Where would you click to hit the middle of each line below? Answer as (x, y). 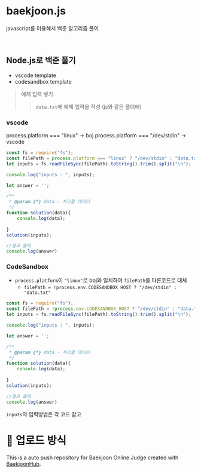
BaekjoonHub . (24, 463)
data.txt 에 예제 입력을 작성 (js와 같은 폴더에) (89, 106)
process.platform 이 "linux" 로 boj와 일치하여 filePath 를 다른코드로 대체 (101, 280)
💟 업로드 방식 (36, 440)
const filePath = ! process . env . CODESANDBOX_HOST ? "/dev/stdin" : (91, 309)
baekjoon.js (36, 11)
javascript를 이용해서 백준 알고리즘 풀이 (53, 28)
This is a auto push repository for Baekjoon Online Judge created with (92, 457)
